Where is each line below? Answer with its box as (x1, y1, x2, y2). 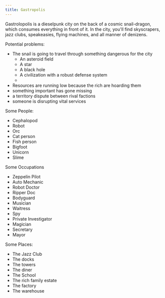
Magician (12, 221, 31, 227)
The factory (12, 283, 37, 289)
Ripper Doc (12, 189, 36, 195)
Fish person (12, 139, 37, 145)
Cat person (12, 133, 36, 139)
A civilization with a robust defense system (19, 72, 108, 77)
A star (19, 61, 32, 67)
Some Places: (5, 241, 33, 247)
